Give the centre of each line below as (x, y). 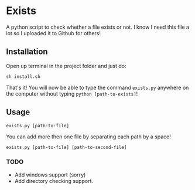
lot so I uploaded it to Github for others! (54, 33)
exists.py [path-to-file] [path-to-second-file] (66, 147)
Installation (27, 52)
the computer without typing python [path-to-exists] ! (72, 94)
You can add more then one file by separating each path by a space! (88, 137)
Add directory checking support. (54, 181)
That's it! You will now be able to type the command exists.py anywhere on (97, 87)
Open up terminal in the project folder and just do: (66, 66)
